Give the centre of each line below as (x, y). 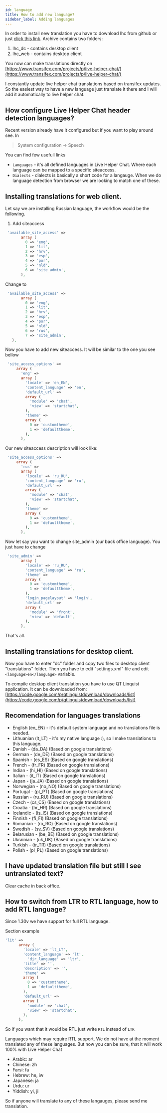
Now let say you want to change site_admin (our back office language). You (83, 541)
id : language (19, 10)
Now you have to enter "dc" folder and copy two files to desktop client (78, 663)
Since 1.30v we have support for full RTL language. (58, 921)
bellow (12, 355)
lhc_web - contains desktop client (47, 54)
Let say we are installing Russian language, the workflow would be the (77, 208)
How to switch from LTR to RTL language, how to (82, 901)
